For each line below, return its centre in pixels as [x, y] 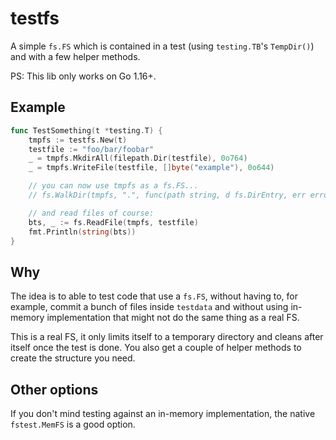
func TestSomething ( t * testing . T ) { [86, 130]
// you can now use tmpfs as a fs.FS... [113, 186]
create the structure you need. [73, 358]
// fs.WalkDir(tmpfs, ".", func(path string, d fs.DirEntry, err [167, 195]
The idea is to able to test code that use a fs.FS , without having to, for [154, 296]
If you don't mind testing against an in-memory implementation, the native [163, 413]
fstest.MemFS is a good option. [73, 424]
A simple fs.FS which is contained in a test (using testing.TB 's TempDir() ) [162, 46]
